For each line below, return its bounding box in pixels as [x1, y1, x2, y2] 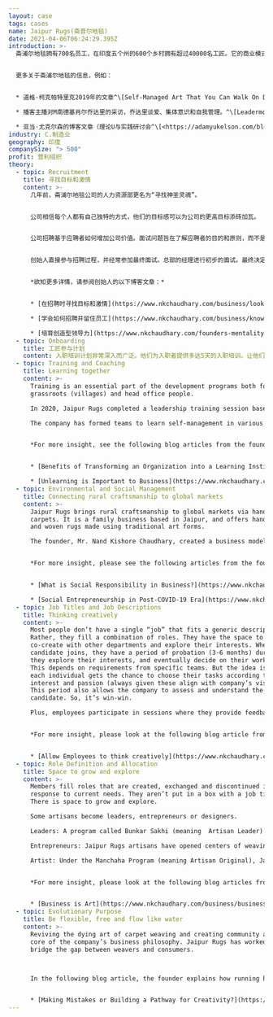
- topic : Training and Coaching [15, 360, 126, 368]
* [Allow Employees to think [29, 752, 129, 761]
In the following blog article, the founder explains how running [29, 974, 260, 983]
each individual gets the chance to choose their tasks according [29, 671, 260, 679]
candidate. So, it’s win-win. [29, 694, 132, 702]
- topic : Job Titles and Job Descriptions [15, 603, 162, 611]
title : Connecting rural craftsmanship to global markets [23, 492, 223, 500]
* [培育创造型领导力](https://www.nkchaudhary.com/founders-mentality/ [29, 329, 268, 338]
